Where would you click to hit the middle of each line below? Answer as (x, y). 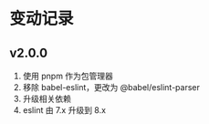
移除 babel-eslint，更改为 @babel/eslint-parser (111, 87)
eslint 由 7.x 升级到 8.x (64, 110)
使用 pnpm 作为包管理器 (68, 76)
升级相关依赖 (47, 98)
